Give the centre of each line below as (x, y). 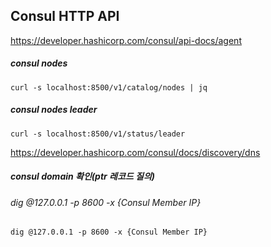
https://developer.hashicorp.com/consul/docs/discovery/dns (135, 152)
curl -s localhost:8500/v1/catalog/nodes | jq (109, 87)
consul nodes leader (54, 110)
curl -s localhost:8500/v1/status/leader (98, 134)
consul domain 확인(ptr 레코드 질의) (83, 176)
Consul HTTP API (65, 16)
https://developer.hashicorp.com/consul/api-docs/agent (126, 40)
